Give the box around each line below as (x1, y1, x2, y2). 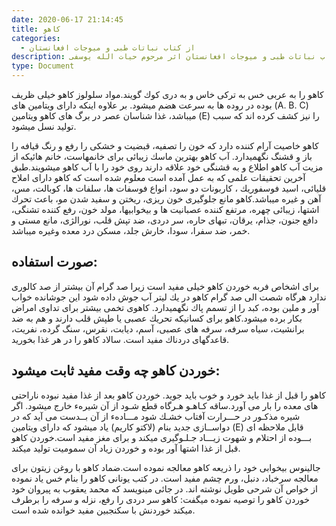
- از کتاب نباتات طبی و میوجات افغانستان (20, 42, 196, 53)
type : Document (11, 61, 75, 71)
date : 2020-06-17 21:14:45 (11, 14, 124, 25)
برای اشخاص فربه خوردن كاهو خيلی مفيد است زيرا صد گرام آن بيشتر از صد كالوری (11, 280, 319, 292)
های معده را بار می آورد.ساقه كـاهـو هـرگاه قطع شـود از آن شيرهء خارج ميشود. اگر (11, 399, 319, 411)
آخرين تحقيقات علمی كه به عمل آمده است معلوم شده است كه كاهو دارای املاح (11, 172, 306, 183)
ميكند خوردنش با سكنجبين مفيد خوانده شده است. (11, 504, 196, 516)
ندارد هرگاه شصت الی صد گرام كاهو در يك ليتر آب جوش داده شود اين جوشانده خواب (11, 291, 327, 303)
